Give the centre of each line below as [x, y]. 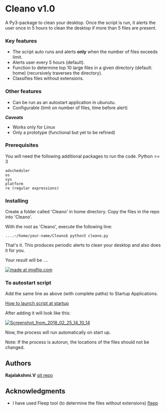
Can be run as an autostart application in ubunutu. [64, 102]
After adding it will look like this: [38, 313]
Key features [21, 41]
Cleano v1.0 [30, 9]
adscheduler [17, 171]
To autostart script [28, 283]
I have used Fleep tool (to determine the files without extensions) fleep [85, 403]
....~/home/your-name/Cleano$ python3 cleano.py [57, 236]
